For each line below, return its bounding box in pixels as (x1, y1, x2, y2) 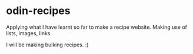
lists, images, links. (6, 29, 52, 36)
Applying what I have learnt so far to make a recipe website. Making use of (6, 23, 187, 31)
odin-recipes (6, 4, 71, 18)
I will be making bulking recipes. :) (6, 41, 89, 48)
